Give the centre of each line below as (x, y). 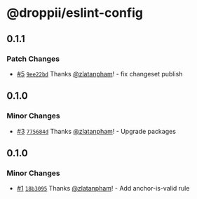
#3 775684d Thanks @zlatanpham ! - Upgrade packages (96, 131)
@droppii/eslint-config (75, 13)
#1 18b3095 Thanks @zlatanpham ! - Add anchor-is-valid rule (103, 188)
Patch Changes (33, 59)
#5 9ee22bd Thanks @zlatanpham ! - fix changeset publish (100, 74)
